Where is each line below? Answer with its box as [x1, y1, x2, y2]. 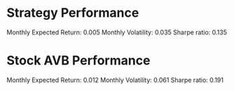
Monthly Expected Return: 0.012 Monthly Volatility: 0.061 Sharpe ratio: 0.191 [6, 76, 223, 84]
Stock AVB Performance [6, 52, 151, 69]
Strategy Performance [6, 5, 139, 21]
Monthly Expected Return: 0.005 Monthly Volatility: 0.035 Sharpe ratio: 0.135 [6, 28, 228, 36]
